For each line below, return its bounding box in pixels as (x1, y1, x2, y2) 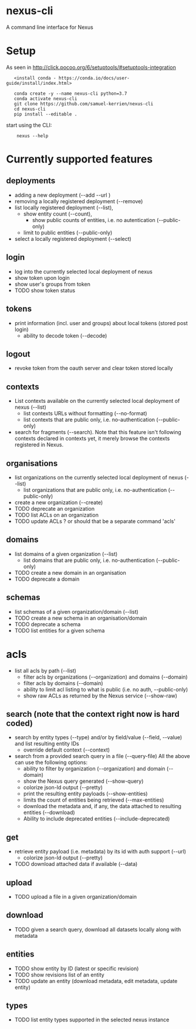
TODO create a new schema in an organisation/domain (14, 614, 147, 621)
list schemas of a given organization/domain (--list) (14, 608, 139, 615)
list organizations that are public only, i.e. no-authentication (23, 486, 167, 493)
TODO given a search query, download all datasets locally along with (14, 926, 181, 933)
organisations (6, 458, 58, 468)
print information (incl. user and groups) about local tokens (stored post (14, 319, 188, 326)
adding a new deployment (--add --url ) (14, 191, 111, 198)
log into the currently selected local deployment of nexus (14, 268, 153, 275)
